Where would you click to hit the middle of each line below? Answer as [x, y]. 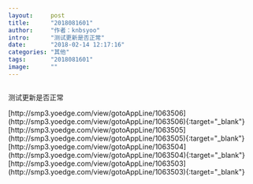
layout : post [37, 15]
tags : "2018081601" [50, 60]
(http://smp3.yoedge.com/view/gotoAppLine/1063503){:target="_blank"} [127, 171]
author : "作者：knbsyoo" [54, 30]
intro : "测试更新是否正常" [56, 38]
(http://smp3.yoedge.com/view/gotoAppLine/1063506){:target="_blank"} [127, 121]
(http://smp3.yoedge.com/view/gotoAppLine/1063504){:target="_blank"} [127, 155]
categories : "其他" [39, 52]
